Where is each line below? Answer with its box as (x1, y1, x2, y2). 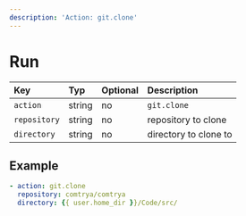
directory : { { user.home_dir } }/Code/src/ (17, 198, 178, 208)
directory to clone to (147, 128, 233, 140)
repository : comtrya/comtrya (17, 190, 126, 199)
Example (9, 158, 59, 173)
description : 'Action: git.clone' (9, 12, 139, 22)
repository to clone (147, 113, 227, 126)
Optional (101, 84, 139, 96)
